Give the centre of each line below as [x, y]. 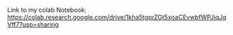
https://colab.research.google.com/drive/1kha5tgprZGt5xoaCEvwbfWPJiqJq [117, 17]
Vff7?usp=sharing [33, 24]
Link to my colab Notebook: [47, 10]
